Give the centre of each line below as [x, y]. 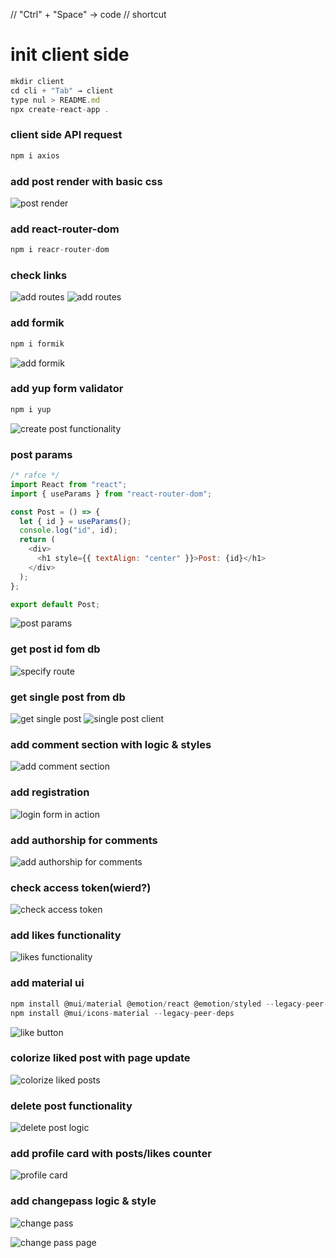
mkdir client [37, 81]
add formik [37, 323]
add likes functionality [66, 936]
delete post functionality [71, 1106]
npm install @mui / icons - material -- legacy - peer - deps [122, 1013]
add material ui [47, 983]
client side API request [66, 135]
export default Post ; [55, 604]
